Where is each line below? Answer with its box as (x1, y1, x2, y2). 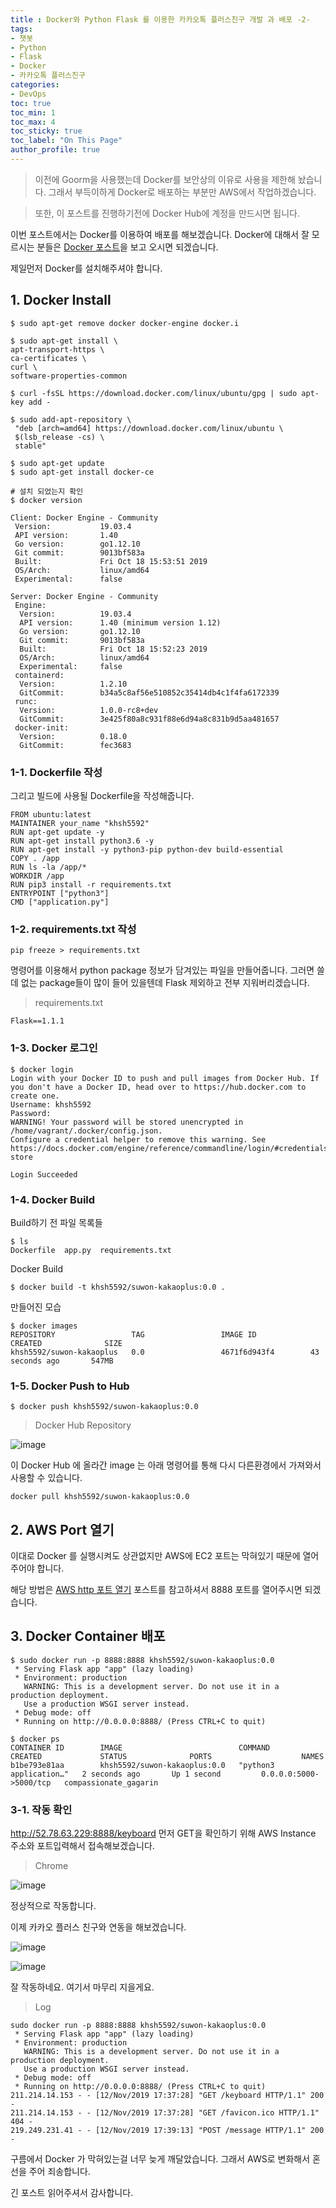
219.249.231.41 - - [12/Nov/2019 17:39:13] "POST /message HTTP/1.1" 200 (10, 2126, 325, 2136)
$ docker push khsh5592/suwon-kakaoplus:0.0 (10, 1402, 199, 1412)
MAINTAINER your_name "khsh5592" (10, 818, 150, 828)
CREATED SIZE (10, 1338, 123, 1348)
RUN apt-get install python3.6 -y (10, 836, 155, 846)
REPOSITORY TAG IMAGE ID (10, 1329, 257, 1340)
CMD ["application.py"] (10, 897, 110, 907)
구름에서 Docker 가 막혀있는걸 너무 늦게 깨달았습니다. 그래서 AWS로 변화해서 (10, 2153, 311, 2165)
